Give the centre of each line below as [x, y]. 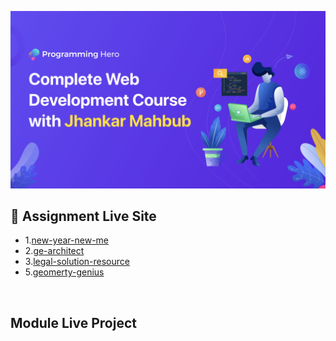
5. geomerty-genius [64, 272]
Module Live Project [73, 322]
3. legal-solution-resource [77, 262]
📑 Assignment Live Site [83, 216]
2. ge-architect [54, 251]
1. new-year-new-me [67, 240]
